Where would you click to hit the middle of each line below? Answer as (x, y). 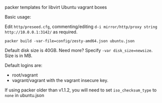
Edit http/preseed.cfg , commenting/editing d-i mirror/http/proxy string (81, 26)
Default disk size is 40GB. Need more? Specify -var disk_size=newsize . (79, 50)
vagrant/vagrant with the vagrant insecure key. (60, 80)
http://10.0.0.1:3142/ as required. (41, 32)
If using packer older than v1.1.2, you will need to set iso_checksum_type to (81, 90)
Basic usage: (18, 17)
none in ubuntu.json (24, 95)
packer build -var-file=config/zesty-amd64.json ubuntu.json (70, 41)
